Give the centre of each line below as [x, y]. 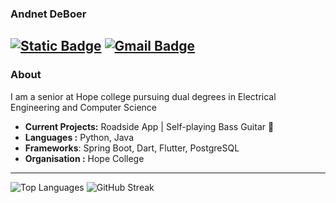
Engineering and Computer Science [84, 107]
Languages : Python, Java [79, 137]
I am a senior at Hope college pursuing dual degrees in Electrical [143, 96]
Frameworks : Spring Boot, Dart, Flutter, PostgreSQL [132, 148]
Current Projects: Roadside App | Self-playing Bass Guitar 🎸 [149, 126]
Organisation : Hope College [84, 158]
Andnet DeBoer [48, 14]
